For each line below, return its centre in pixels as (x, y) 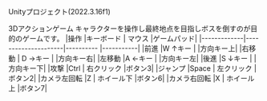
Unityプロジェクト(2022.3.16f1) (59, 12)
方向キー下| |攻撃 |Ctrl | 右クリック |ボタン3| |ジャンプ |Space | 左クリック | (132, 68)
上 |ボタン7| (28, 88)
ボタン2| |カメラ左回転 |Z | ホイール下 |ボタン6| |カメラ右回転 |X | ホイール (131, 78)
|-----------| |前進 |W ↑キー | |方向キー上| (169, 49)
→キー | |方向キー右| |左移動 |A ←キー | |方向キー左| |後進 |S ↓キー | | (142, 58)
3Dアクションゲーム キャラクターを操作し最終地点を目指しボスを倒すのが (129, 29)
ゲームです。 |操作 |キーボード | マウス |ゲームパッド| (110, 39)
